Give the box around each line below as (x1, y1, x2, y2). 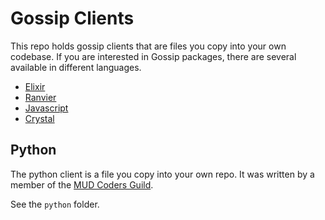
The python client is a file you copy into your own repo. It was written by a (10, 168, 315, 180)
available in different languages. (10, 61, 142, 73)
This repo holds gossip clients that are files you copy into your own (10, 40, 287, 52)
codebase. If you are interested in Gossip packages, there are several (10, 50, 297, 62)
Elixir (24, 80, 46, 92)
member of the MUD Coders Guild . (10, 178, 154, 191)
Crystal (24, 112, 55, 124)
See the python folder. (10, 198, 100, 210)
